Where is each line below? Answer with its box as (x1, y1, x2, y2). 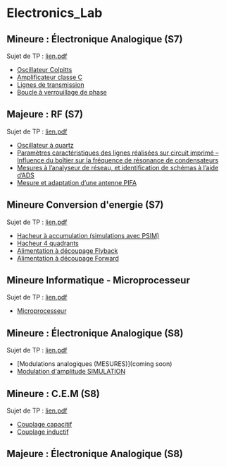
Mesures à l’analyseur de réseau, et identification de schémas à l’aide (16, 163, 219, 172)
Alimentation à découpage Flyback (16, 246, 118, 255)
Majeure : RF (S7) (6, 108, 84, 121)
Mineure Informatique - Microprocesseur (6, 274, 191, 287)
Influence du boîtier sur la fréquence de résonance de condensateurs (16, 155, 219, 164)
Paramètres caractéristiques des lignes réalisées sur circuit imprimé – (16, 148, 219, 157)
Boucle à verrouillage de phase (16, 88, 107, 96)
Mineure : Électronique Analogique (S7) (6, 33, 183, 45)
